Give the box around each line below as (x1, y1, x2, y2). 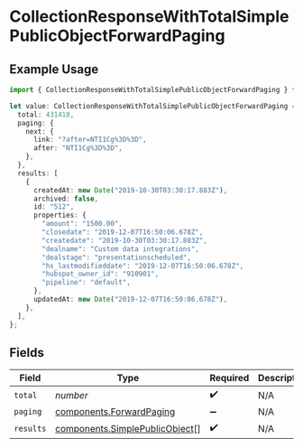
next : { (25, 126, 54, 136)
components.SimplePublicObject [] (55, 422, 201, 434)
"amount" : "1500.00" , (41, 219, 124, 229)
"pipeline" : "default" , (41, 278, 131, 287)
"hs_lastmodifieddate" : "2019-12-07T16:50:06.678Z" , (41, 261, 244, 270)
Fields (9, 345, 45, 360)
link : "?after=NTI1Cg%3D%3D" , (32, 135, 147, 145)
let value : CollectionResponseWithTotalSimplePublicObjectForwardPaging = (9, 101, 297, 110)
